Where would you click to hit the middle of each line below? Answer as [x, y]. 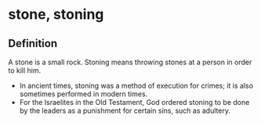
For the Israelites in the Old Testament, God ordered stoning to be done [134, 102]
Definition [33, 43]
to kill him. [25, 71]
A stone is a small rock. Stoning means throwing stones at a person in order [130, 62]
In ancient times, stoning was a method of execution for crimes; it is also [136, 85]
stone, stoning [56, 14]
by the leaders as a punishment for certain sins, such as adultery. [125, 110]
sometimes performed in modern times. [83, 94]
